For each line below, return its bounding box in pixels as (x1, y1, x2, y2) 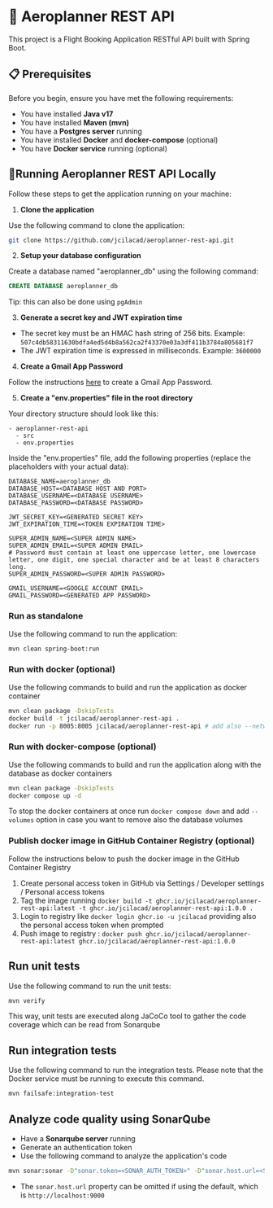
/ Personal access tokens (19, 886, 106, 896)
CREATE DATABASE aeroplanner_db (8, 282, 118, 291)
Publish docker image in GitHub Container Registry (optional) (8, 835, 255, 847)
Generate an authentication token (19, 1142, 132, 1152)
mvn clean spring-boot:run (8, 645, 100, 653)
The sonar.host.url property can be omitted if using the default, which (19, 1181, 258, 1191)
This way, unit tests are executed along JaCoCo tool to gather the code (8, 1011, 246, 1021)
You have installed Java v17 (19, 109, 114, 119)
